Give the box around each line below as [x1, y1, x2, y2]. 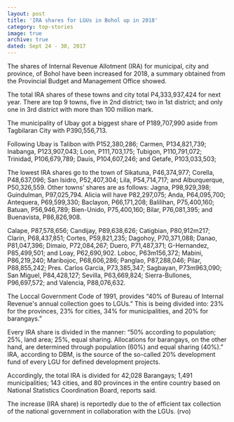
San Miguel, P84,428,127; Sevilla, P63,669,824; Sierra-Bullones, [7, 271, 192, 279]
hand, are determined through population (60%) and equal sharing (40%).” [7, 343, 224, 351]
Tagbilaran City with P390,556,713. [7, 127, 108, 134]
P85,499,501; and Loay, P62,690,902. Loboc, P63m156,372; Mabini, [7, 249, 203, 257]
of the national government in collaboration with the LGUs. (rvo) [7, 407, 191, 415]
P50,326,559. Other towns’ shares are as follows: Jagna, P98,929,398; [7, 183, 212, 191]
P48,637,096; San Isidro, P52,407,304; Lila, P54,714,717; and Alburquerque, [7, 176, 225, 184]
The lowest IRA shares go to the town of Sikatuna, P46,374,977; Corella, [7, 169, 215, 176]
